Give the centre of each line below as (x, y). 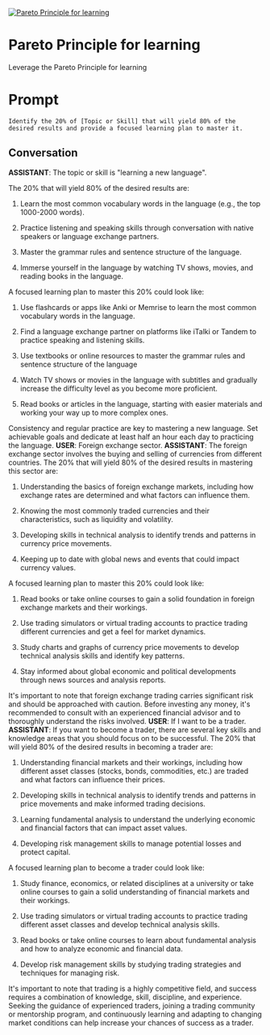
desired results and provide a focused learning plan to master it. (126, 128)
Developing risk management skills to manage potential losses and (131, 843)
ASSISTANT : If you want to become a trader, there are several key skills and (135, 730)
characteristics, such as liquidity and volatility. (96, 519)
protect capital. (45, 852)
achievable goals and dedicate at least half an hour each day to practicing (131, 437)
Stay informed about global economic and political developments (128, 671)
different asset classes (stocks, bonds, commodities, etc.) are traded (134, 771)
